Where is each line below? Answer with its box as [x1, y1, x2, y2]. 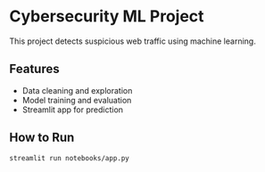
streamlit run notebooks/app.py [9, 153, 129, 162]
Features [9, 61, 60, 77]
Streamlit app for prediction [21, 104, 123, 115]
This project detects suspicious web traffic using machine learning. [9, 36, 256, 46]
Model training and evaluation [21, 94, 132, 105]
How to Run [9, 130, 75, 145]
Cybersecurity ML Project [9, 6, 204, 27]
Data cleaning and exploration [21, 85, 133, 95]
